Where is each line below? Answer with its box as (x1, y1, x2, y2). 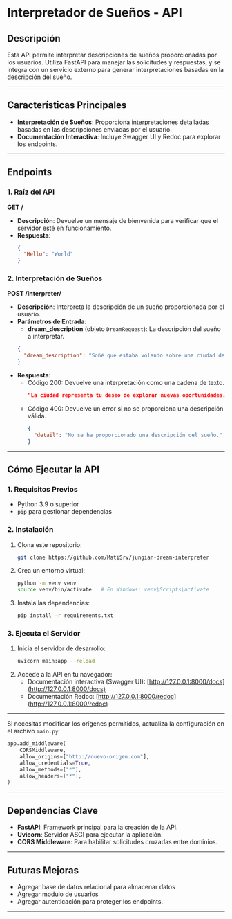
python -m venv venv (17, 580, 77, 587)
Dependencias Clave (7, 805, 99, 817)
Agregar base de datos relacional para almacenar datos (17, 882, 176, 891)
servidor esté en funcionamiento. (17, 224, 112, 232)
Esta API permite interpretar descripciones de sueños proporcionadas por (7, 51, 217, 59)
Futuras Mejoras (7, 864, 79, 876)
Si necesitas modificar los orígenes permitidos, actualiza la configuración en (7, 720, 224, 728)
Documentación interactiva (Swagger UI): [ (27, 677, 150, 686)
